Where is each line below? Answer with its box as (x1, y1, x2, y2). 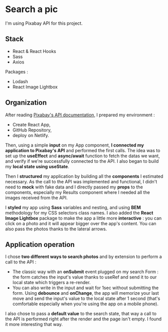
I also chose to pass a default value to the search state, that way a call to (5, 311, 157, 317)
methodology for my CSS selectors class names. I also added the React (5, 210, 153, 216)
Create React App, (12, 121, 51, 127)
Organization (5, 98, 47, 107)
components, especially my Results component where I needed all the (5, 189, 150, 195)
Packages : (5, 69, 29, 75)
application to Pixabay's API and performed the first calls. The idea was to (5, 147, 160, 153)
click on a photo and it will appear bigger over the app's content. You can (5, 220, 156, 226)
